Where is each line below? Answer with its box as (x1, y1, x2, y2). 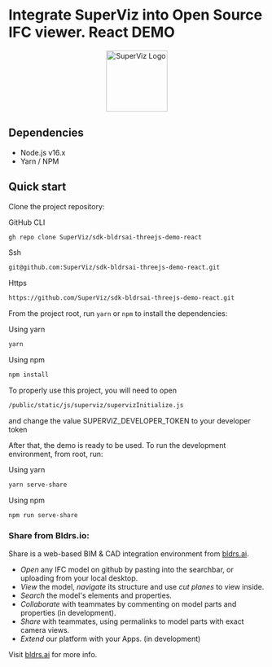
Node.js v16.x (20, 147, 66, 157)
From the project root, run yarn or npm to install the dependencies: (8, 309, 228, 318)
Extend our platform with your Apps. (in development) (20, 634, 201, 643)
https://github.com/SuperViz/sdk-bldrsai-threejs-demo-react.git (8, 294, 235, 302)
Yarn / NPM (20, 156, 59, 166)
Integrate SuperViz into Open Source (8, 6, 263, 24)
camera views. (20, 625, 70, 634)
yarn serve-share (8, 481, 68, 489)
